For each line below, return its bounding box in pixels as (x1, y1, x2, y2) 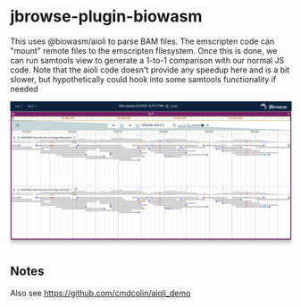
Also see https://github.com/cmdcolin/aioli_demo (10, 287, 191, 298)
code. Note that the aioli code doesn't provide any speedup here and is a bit (10, 64, 290, 75)
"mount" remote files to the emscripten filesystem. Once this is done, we (10, 45, 278, 55)
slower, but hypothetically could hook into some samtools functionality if (10, 73, 277, 84)
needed (10, 83, 38, 94)
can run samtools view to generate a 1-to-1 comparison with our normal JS (10, 55, 285, 65)
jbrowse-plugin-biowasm (10, 6, 203, 27)
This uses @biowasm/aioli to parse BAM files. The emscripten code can (10, 36, 275, 47)
